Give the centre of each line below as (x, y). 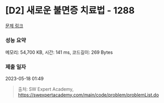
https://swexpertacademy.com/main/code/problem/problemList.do (88, 95)
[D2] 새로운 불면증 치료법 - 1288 (70, 11)
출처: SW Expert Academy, (46, 89)
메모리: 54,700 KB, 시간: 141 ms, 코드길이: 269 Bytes (59, 52)
